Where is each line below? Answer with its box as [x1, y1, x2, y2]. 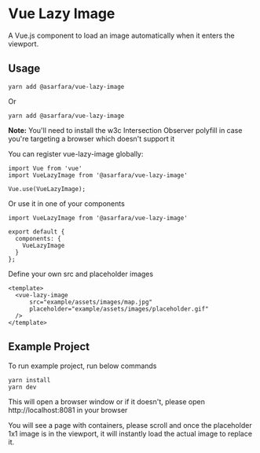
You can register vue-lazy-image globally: [8, 149, 144, 158]
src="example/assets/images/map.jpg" [28, 298, 153, 306]
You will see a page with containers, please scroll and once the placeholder [8, 420, 253, 429]
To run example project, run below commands [8, 361, 157, 370]
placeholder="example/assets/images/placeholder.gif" [28, 304, 210, 313]
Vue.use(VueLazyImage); [8, 185, 86, 193]
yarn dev [8, 383, 37, 391]
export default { [8, 227, 65, 236]
